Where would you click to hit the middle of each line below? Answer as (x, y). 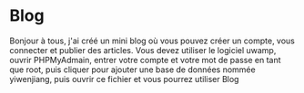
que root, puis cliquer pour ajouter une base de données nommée (133, 70)
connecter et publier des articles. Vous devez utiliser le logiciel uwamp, (143, 50)
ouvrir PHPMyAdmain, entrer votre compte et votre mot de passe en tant (145, 60)
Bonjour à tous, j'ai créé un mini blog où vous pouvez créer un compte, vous (152, 41)
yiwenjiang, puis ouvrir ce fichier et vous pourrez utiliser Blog (124, 79)
